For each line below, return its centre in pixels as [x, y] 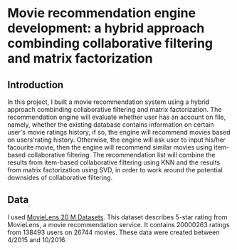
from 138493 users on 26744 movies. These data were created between [114, 232]
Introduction [36, 84]
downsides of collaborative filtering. [60, 177]
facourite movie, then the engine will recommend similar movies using [110, 147]
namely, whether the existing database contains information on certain [111, 125]
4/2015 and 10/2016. [37, 239]
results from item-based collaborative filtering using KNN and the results [114, 162]
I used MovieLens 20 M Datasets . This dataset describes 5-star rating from [117, 217]
